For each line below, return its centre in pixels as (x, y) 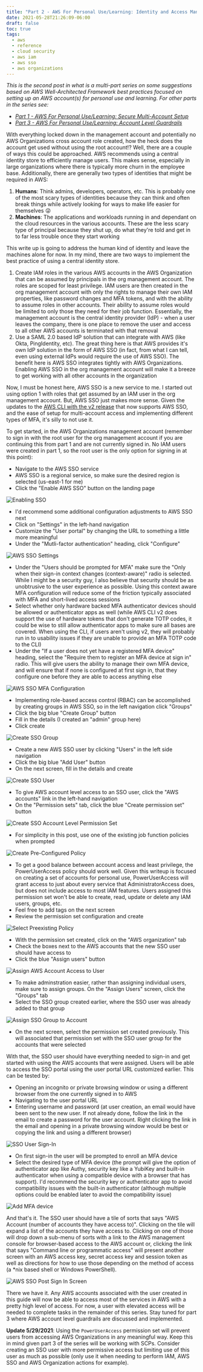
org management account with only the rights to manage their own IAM (104, 292)
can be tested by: (28, 1076)
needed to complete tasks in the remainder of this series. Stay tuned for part (101, 1313)
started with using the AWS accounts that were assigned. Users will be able (100, 1063)
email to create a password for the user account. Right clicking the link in (106, 1120)
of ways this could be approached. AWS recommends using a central (92, 154)
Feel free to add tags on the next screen (65, 910)
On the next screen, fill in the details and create (74, 769)
